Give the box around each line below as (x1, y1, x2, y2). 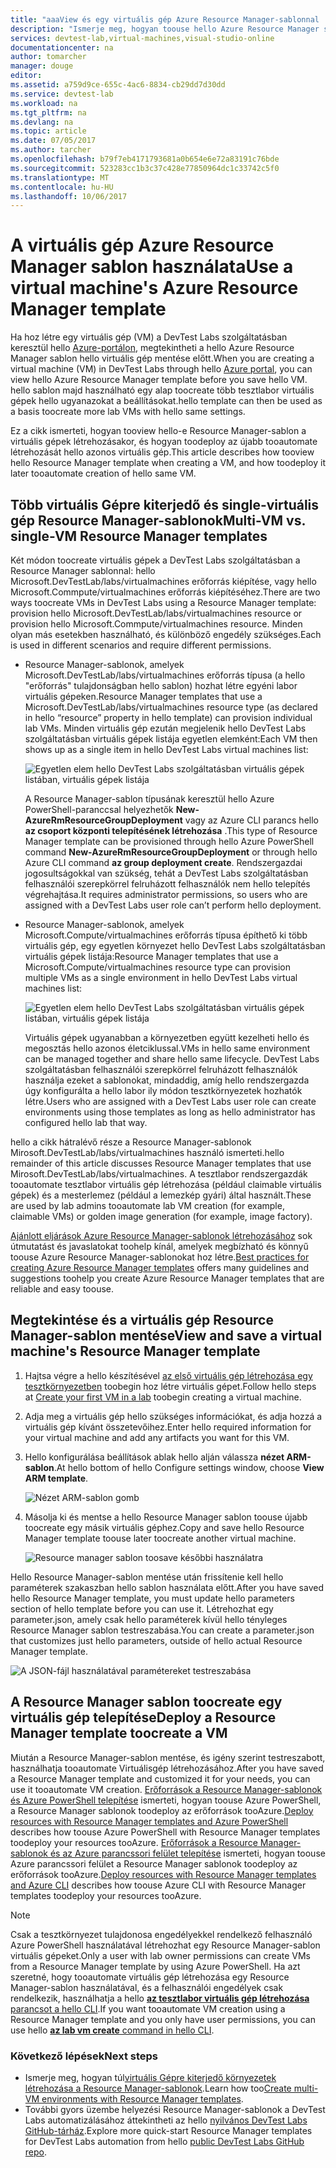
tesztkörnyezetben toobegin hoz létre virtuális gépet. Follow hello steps (24, 1380, 317, 1392)
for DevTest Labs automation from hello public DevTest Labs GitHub (24, 2135, 305, 2147)
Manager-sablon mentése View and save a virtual (10, 1327, 323, 1345)
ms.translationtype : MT (10, 172, 110, 183)
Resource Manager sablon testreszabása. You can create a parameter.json (10, 1624, 315, 1636)
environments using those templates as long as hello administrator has (24, 1106, 316, 1118)
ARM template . (24, 1472, 89, 1484)
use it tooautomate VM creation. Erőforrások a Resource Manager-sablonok (10, 1783, 323, 1795)
